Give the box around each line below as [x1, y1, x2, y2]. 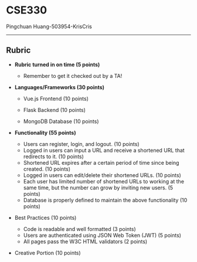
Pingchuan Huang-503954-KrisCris [6, 23, 92, 30]
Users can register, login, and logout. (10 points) [23, 140, 140, 147]
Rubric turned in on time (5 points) [14, 61, 100, 68]
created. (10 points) [23, 165, 71, 172]
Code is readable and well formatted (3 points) [23, 225, 136, 232]
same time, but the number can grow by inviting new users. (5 [23, 184, 174, 191]
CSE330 [6, 4, 47, 17]
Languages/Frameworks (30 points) [14, 83, 104, 91]
